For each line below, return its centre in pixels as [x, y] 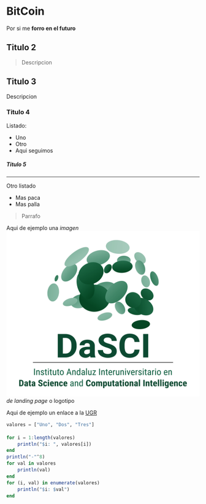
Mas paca [28, 197]
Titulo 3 [21, 82]
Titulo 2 [21, 48]
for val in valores [31, 464]
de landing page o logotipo [40, 400]
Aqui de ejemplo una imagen [43, 227]
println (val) [34, 470]
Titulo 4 [18, 112]
